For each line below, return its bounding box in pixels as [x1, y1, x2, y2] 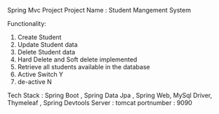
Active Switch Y [17, 70, 64, 78]
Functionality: [7, 20, 47, 27]
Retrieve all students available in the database [17, 63, 150, 71]
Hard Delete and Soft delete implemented [17, 55, 138, 64]
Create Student [17, 33, 62, 41]
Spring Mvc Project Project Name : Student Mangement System [7, 6, 192, 14]
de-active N [17, 78, 53, 86]
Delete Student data [17, 48, 76, 56]
